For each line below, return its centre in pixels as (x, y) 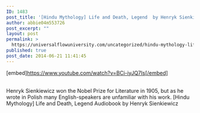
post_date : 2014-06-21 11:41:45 (46, 56)
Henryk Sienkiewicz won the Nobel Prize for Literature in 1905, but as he (95, 90)
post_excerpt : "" (28, 28)
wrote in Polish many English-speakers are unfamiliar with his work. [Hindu (98, 97)
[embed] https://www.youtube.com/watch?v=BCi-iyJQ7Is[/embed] (87, 73)
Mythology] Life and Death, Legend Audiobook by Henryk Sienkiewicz (92, 103)
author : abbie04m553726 (36, 23)
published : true (26, 51)
